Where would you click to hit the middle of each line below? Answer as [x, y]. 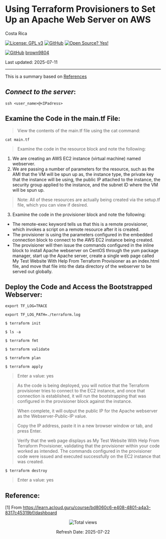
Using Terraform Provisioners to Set [80, 9]
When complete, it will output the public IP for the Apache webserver [87, 411]
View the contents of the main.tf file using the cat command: [79, 130]
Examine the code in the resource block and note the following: [82, 149]
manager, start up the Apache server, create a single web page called [83, 256]
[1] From [14, 508]
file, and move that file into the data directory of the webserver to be [82, 266]
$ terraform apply [24, 367]
